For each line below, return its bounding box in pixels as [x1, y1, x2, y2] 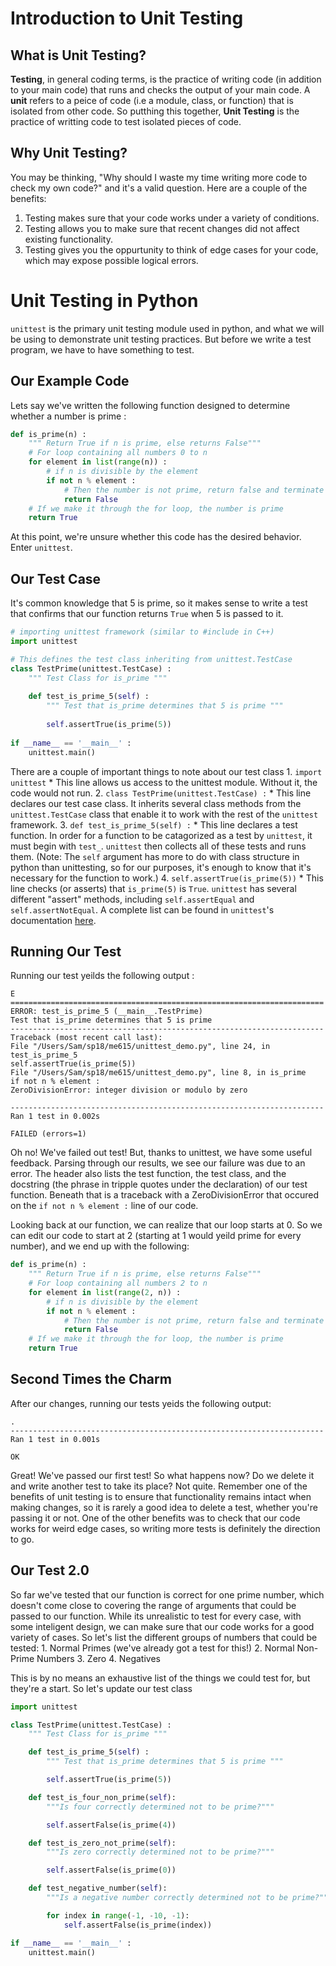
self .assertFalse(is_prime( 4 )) [46, 1820, 177, 1830]
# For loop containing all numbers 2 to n [28, 1278, 208, 1289]
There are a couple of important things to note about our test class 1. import [10, 765, 323, 777]
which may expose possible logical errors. [24, 254, 199, 266]
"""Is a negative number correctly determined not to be [46, 1893, 288, 1903]
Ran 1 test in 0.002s [10, 1112, 101, 1122]
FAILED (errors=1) [10, 1129, 87, 1139]
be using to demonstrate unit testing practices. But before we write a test [10, 333, 312, 345]
